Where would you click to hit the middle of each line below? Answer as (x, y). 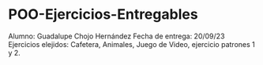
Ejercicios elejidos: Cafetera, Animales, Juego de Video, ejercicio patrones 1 (131, 44)
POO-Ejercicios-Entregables (103, 14)
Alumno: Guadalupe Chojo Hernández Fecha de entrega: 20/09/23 (116, 36)
